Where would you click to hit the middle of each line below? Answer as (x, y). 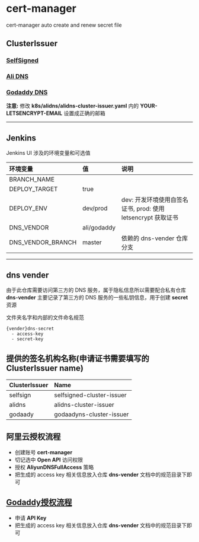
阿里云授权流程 (33, 437)
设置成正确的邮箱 (84, 113)
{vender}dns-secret (30, 329)
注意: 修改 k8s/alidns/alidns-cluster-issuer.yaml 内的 (73, 106)
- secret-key (28, 339)
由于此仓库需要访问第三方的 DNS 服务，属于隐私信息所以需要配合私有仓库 (96, 290)
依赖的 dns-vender (148, 238)
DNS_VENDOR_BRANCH (43, 243)
